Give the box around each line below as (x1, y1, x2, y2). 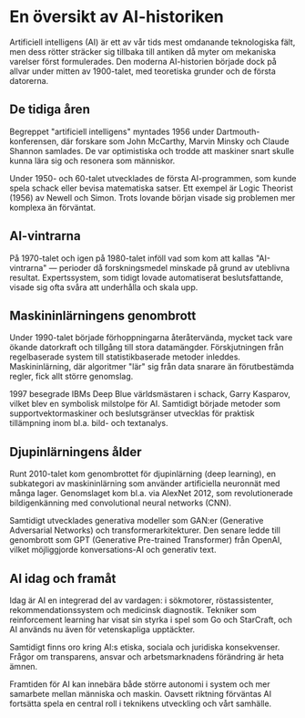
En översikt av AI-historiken (9, 6, 225, 27)
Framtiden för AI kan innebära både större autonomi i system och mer (9, 679, 270, 690)
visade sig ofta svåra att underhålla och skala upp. (9, 281, 198, 293)
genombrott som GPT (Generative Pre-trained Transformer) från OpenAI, (9, 535, 282, 546)
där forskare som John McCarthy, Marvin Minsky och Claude (60, 135, 290, 147)
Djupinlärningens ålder (9, 444, 143, 460)
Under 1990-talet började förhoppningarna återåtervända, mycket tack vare (9, 332, 293, 343)
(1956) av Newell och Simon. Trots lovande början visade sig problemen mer (9, 192, 296, 203)
